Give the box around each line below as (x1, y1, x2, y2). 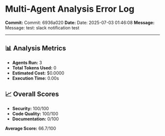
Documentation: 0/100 (12, 116, 59, 122)
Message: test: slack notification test (5, 24, 80, 30)
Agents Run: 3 (12, 60, 42, 66)
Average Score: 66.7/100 (5, 125, 56, 131)
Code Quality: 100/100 (12, 111, 58, 116)
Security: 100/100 (12, 105, 49, 111)
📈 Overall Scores (5, 90, 59, 98)
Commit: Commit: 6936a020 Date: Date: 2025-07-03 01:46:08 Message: (5, 20, 155, 25)
